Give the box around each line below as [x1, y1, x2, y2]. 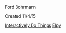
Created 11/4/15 [5, 13, 36, 19]
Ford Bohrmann [5, 4, 36, 10]
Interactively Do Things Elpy [5, 22, 62, 28]
